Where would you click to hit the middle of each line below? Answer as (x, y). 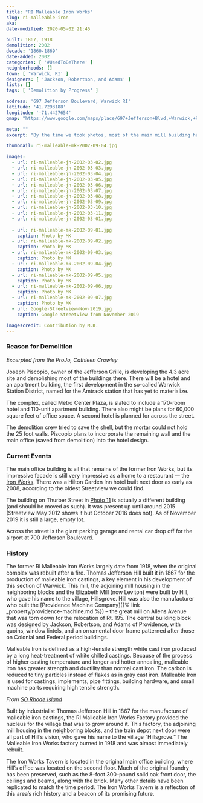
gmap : (13, 118)
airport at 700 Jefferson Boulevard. (50, 538)
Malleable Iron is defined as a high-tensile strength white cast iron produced (101, 649)
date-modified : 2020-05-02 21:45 (48, 29)
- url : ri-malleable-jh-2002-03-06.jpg (62, 185)
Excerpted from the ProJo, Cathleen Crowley (62, 360)
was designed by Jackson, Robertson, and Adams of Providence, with (94, 624)
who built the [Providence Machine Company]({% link (73, 605)
